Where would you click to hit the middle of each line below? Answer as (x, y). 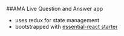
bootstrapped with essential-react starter (66, 27)
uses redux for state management (57, 20)
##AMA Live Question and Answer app (55, 9)
